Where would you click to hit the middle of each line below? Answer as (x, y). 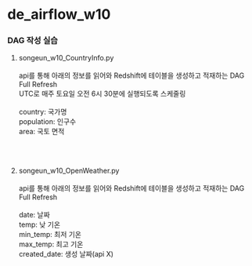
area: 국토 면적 (41, 132)
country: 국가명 (43, 112)
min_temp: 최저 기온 (50, 235)
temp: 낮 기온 (39, 224)
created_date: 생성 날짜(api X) (66, 254)
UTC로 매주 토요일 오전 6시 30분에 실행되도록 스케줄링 (102, 94)
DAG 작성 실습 (32, 41)
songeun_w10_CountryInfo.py (66, 58)
